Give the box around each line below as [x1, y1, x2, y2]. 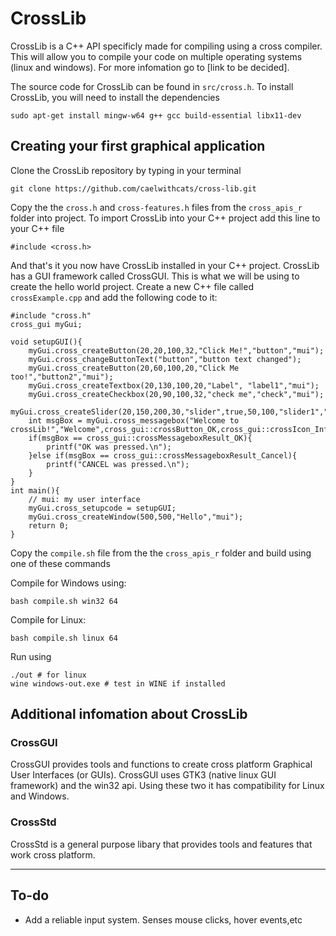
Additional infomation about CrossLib [10, 706, 248, 723]
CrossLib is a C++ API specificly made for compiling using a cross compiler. [10, 40, 323, 52]
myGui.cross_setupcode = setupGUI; [28, 503, 177, 513]
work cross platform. [10, 848, 96, 861]
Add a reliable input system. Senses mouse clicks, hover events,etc [24, 913, 303, 926]
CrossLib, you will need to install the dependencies [10, 91, 220, 103]
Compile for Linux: [10, 613, 87, 626]
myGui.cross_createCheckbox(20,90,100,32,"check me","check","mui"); [28, 389, 325, 399]
